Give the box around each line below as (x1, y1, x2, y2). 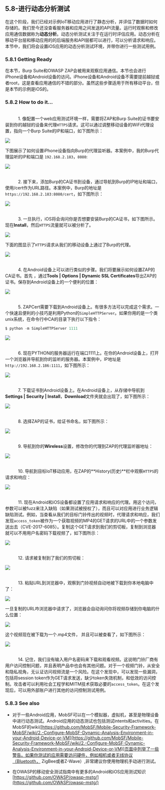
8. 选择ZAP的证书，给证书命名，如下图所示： (18, 418, 109, 424)
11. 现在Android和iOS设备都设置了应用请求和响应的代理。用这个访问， (18, 499, 159, 506)
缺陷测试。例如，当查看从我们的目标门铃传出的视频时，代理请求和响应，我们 (5, 511, 160, 518)
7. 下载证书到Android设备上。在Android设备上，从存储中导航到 (18, 387, 145, 393)
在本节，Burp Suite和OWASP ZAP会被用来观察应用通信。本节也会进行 (5, 68, 146, 74)
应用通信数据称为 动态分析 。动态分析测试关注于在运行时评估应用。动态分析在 (5, 31, 160, 37)
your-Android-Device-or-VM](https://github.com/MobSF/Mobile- (12, 735, 144, 741)
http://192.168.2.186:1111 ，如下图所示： (5, 362, 90, 368)
